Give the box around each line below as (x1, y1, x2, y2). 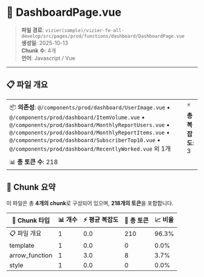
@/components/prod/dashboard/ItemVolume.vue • (9, 112, 146, 121)
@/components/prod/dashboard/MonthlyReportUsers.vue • (9, 120, 170, 129)
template (9, 241, 35, 250)
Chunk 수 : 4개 (21, 47, 56, 54)
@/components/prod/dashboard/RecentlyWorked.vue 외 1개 (9, 144, 171, 152)
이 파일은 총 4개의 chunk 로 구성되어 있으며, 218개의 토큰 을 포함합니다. (6, 199, 174, 207)
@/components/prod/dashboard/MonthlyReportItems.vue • (9, 128, 170, 136)
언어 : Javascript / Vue (21, 54, 76, 61)
